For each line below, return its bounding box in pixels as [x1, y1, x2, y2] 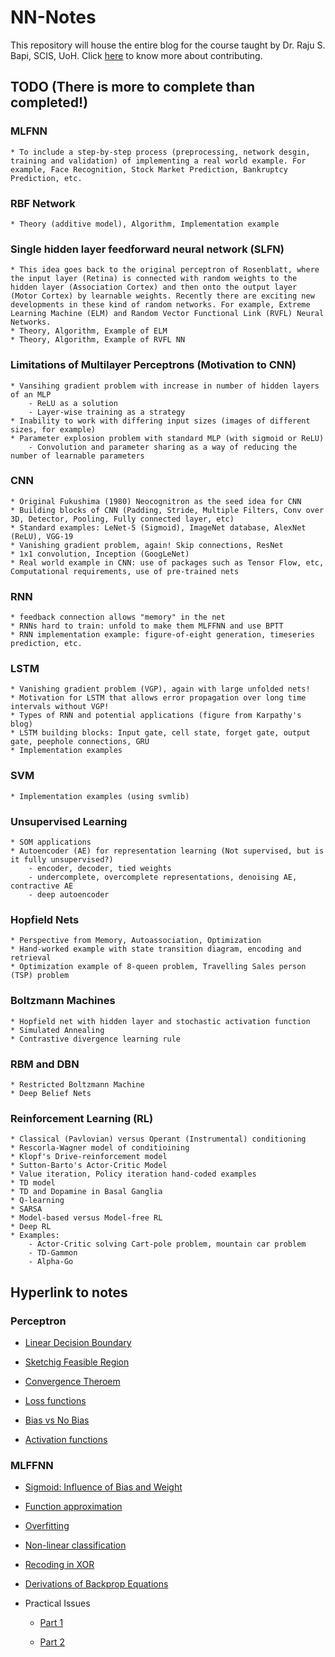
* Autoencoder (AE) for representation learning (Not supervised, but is [10, 846, 325, 856]
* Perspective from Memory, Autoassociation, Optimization [10, 936, 262, 946]
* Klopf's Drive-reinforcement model [10, 1152, 168, 1162]
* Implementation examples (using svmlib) [10, 791, 190, 801]
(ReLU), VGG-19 [10, 531, 74, 541]
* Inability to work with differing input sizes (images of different [10, 416, 311, 426]
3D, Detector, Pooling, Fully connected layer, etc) [10, 514, 235, 524]
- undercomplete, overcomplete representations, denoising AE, [28, 872, 298, 882]
